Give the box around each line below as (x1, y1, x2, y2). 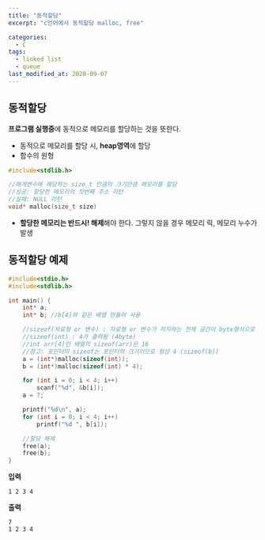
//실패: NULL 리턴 (8, 196, 62, 203)
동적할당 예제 (8, 253, 69, 267)
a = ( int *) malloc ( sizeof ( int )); (22, 355, 129, 363)
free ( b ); (22, 449, 51, 458)
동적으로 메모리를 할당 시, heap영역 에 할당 (19, 140, 151, 150)
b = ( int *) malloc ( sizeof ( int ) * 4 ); (22, 362, 144, 371)
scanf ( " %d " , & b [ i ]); (36, 384, 104, 392)
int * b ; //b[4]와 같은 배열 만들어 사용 (22, 311, 141, 319)
